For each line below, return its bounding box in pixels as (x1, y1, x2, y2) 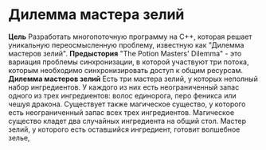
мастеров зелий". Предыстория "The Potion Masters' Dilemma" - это (8, 48, 242, 58)
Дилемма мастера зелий (8, 6, 185, 24)
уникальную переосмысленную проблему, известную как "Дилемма (8, 40, 244, 49)
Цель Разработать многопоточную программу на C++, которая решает (8, 32, 252, 41)
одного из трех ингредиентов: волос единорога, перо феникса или (8, 90, 237, 100)
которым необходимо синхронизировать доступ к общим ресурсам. (8, 65, 244, 75)
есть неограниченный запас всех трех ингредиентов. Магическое (8, 107, 235, 117)
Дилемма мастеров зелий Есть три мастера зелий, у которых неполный (8, 74, 259, 83)
